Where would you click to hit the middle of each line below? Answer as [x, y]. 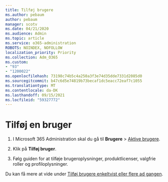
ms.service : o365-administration [41, 43]
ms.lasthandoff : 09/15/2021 [35, 95]
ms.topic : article [25, 39]
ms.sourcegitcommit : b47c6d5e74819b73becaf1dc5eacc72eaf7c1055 [74, 81]
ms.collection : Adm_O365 [32, 57]
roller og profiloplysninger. [40, 164]
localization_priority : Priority [41, 52]
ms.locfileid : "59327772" [33, 100]
